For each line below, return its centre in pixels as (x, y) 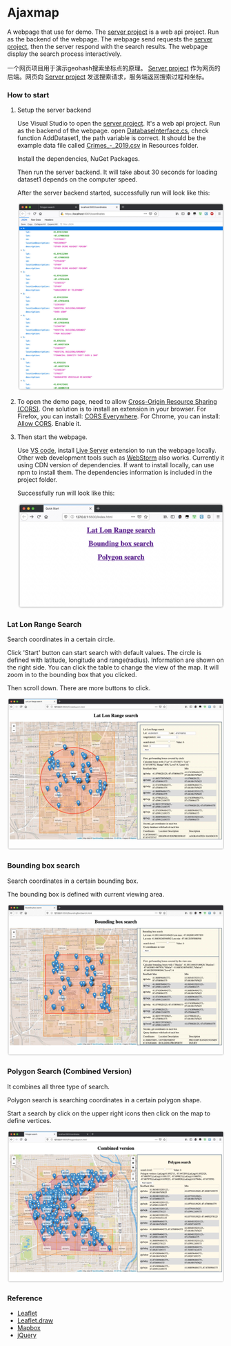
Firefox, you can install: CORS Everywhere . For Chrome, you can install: (119, 416)
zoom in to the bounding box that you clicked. (72, 675)
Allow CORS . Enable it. (49, 424)
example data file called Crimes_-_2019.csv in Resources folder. (108, 146)
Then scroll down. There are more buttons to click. (79, 688)
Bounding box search (44, 866)
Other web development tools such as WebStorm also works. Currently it (121, 458)
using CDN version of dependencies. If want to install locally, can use (115, 465)
